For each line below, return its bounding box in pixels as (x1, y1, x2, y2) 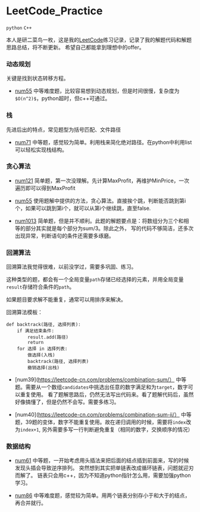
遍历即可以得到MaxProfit (14, 184, 76, 191)
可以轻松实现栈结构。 (14, 146, 67, 153)
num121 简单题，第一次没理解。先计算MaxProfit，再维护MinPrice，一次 (14, 177, 189, 184)
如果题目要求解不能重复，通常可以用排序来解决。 (6, 296, 126, 303)
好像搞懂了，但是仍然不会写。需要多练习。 (14, 398, 120, 406)
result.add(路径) (27, 334, 68, 340)
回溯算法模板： (6, 309, 43, 316)
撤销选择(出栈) (27, 365, 60, 371)
